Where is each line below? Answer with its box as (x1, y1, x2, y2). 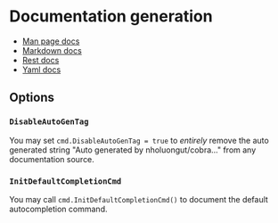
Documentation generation (9, 6, 213, 27)
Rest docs (21, 54, 60, 65)
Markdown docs (21, 45, 82, 55)
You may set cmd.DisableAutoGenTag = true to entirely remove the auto (9, 135, 269, 145)
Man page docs (21, 36, 80, 46)
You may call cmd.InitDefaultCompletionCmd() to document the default (9, 194, 269, 204)
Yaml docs (21, 64, 61, 75)
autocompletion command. (9, 203, 108, 214)
